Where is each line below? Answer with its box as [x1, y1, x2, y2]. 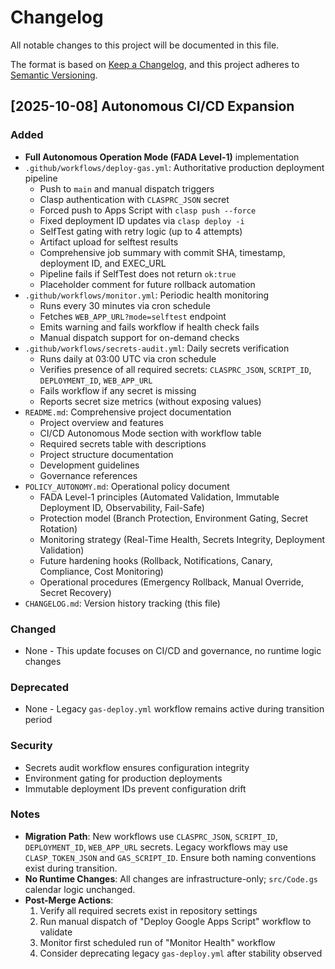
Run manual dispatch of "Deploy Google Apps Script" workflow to [39, 915, 312, 927]
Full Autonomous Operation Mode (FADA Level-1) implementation [24, 151, 300, 163]
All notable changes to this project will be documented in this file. [10, 39, 280, 51]
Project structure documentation [39, 448, 174, 460]
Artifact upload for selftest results [39, 236, 179, 248]
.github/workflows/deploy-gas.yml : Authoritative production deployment [24, 161, 325, 173]
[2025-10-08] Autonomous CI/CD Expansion [10, 98, 295, 115]
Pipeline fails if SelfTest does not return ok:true [39, 267, 237, 280]
